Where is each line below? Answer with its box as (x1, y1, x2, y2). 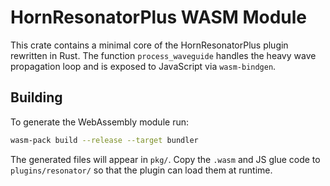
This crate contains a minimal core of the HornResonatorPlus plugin (10, 39, 289, 51)
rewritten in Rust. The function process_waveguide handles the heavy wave (10, 49, 317, 61)
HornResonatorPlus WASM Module (10, 6, 308, 29)
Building (10, 89, 63, 106)
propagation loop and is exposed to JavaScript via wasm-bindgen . (10, 60, 277, 72)
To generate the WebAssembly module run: (10, 116, 189, 128)
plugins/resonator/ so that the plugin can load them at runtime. (10, 164, 273, 176)
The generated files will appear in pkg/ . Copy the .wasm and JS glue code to (10, 153, 321, 165)
